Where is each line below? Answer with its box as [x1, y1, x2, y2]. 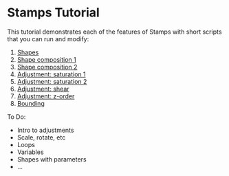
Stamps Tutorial [7, 5, 100, 21]
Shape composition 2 [17, 63, 78, 71]
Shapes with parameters [17, 155, 87, 163]
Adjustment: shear [17, 85, 70, 93]
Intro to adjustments [17, 126, 74, 134]
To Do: [7, 112, 26, 121]
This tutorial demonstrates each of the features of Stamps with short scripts [7, 27, 222, 36]
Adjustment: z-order [17, 91, 75, 100]
